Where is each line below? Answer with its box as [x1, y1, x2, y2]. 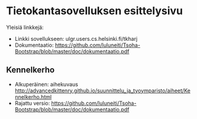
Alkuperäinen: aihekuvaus [14, 81, 78, 88]
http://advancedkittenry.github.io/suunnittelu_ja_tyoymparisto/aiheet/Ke [14, 87, 191, 94]
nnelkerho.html [14, 93, 52, 100]
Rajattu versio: [14, 99, 50, 107]
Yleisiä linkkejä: [6, 24, 44, 31]
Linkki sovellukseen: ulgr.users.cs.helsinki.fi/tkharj [14, 35, 138, 42]
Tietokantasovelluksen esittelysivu [6, 4, 183, 18]
